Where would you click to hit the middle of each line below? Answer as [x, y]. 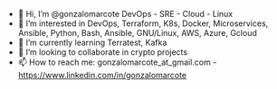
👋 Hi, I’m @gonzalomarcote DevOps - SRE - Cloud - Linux [125, 14]
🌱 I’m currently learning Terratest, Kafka [92, 42]
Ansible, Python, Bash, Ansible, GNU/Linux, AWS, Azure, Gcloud [138, 33]
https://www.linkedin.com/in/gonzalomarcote [102, 75]
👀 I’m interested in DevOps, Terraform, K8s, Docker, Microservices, [143, 23]
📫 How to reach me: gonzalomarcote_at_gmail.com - [117, 62]
